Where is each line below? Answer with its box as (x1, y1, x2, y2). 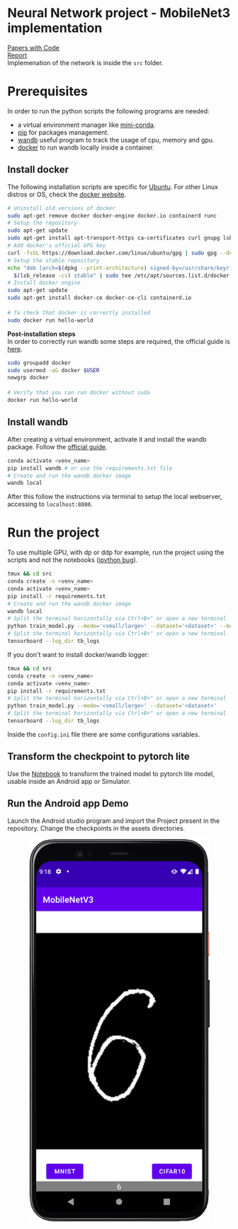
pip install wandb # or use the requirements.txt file (7, 464, 173, 472)
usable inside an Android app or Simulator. (7, 777, 131, 785)
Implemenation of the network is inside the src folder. (7, 58, 164, 67)
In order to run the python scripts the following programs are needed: (7, 106, 210, 115)
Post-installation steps (7, 330, 76, 338)
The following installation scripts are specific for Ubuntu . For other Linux (7, 182, 218, 191)
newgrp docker (7, 374, 50, 381)
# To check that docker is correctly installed (7, 309, 151, 316)
